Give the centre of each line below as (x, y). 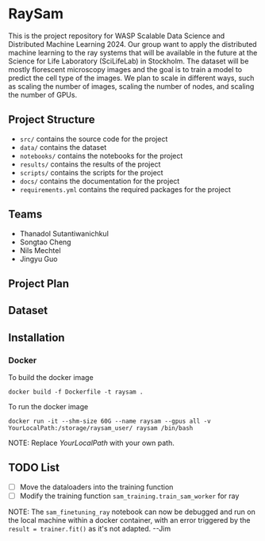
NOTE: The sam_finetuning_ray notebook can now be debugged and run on (132, 512)
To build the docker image (51, 378)
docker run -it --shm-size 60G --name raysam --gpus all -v (110, 421)
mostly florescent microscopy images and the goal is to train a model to (125, 69)
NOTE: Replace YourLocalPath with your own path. (91, 443)
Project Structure (52, 120)
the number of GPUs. (43, 94)
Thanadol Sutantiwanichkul (64, 233)
